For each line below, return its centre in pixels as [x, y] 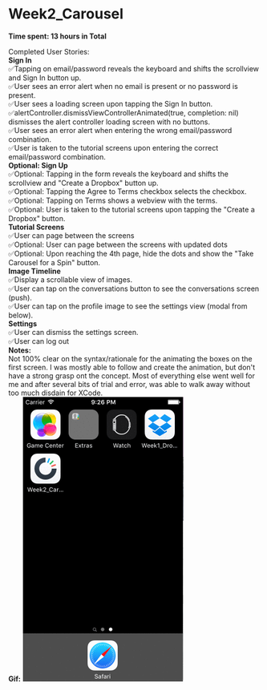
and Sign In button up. [45, 78]
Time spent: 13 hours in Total [57, 36]
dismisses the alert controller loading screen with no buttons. [109, 122]
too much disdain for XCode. [56, 393]
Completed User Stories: [49, 51]
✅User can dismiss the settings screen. [73, 332]
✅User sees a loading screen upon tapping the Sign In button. [111, 103]
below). [21, 315]
